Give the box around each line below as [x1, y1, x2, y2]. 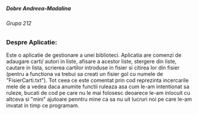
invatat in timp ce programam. [6, 101, 79, 109]
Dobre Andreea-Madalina [6, 5, 71, 12]
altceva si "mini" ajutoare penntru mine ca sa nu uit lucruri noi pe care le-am [6, 95, 192, 103]
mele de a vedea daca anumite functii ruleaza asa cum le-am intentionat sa [6, 83, 190, 90]
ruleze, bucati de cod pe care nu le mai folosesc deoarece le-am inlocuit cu [6, 89, 191, 96]
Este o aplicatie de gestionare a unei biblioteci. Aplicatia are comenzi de [6, 51, 182, 59]
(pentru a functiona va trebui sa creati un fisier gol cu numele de [6, 70, 163, 77]
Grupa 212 [6, 20, 31, 27]
